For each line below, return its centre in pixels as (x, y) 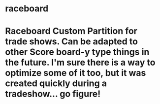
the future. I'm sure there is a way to (80, 63)
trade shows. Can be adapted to (71, 42)
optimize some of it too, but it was (76, 73)
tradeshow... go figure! (53, 94)
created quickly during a (56, 84)
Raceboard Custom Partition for (71, 31)
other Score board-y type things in (77, 52)
